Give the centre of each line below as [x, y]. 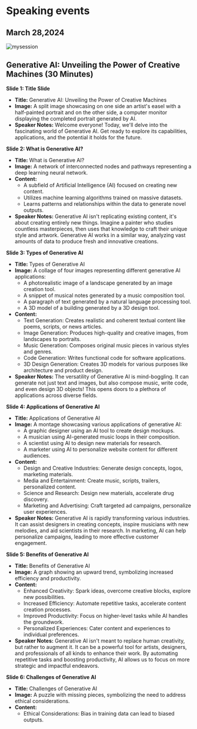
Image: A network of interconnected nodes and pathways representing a [103, 166]
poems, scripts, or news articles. [63, 326]
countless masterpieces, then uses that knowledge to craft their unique [101, 229]
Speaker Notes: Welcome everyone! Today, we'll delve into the [91, 125]
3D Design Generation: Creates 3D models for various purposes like [106, 364]
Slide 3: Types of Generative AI [45, 253]
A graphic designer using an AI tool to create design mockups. [99, 430]
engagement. [31, 543]
